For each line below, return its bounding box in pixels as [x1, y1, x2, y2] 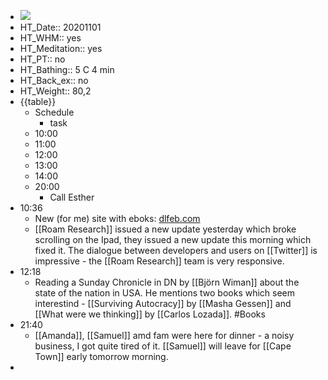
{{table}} [19, 96, 57, 107]
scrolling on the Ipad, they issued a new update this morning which [34, 234, 312, 245]
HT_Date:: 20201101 [19, 21, 102, 33]
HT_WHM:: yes [19, 32, 82, 44]
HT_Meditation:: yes [19, 43, 103, 54]
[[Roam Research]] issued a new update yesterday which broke [34, 223, 297, 235]
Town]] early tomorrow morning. [34, 351, 169, 362]
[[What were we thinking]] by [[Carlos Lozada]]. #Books [34, 308, 266, 320]
